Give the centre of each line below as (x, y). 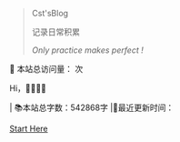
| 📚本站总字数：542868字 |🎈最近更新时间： (92, 107)
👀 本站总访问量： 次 (46, 69)
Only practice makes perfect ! (87, 50)
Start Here (29, 128)
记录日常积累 (55, 32)
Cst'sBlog (50, 13)
